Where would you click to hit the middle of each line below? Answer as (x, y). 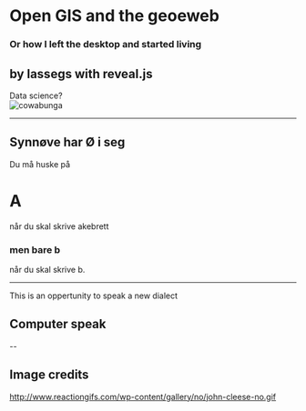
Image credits (49, 375)
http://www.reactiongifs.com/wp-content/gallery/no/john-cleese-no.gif (143, 396)
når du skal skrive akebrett (59, 226)
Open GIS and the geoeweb (115, 16)
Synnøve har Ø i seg (67, 142)
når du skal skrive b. (47, 269)
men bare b (35, 249)
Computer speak (58, 324)
